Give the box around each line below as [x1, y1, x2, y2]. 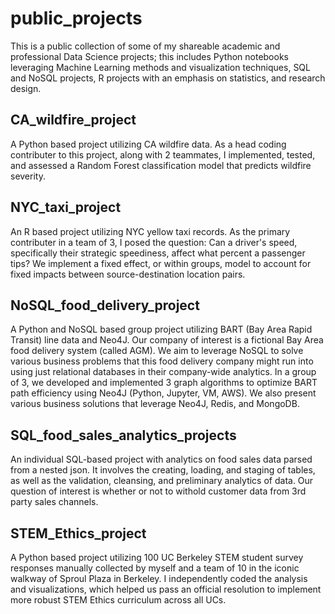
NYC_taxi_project [10, 199, 122, 216]
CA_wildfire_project [10, 112, 137, 129]
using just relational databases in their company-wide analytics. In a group [10, 366, 317, 378]
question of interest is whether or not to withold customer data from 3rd [10, 485, 307, 497]
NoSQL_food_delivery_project [10, 297, 200, 314]
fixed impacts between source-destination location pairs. [10, 268, 246, 280]
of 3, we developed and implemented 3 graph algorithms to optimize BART [10, 377, 318, 389]
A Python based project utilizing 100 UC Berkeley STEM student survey [10, 552, 304, 563]
